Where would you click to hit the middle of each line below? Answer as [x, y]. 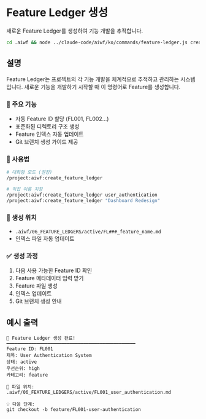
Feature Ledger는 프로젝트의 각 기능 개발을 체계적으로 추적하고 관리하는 [93, 79]
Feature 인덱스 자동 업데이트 [49, 134]
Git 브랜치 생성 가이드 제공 [47, 141]
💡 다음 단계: [21, 404]
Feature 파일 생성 [36, 286]
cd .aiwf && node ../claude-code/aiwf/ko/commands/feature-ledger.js [97, 42]
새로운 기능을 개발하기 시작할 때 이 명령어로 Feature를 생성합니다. [102, 87]
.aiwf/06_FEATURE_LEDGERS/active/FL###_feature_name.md [88, 232]
